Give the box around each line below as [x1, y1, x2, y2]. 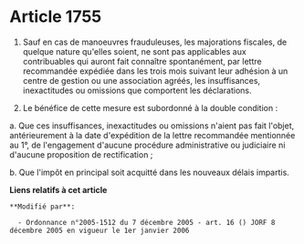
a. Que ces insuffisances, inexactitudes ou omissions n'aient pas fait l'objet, [9, 120, 295, 131]
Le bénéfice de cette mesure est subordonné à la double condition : [22, 102, 278, 113]
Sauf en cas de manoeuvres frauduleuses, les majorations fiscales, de [22, 36, 288, 47]
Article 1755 [9, 6, 102, 27]
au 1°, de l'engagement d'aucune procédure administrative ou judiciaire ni [9, 139, 286, 150]
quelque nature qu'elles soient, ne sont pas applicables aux [22, 46, 246, 56]
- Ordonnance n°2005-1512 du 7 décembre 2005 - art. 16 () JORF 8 [17, 218, 276, 227]
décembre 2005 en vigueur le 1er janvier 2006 [9, 226, 190, 235]
